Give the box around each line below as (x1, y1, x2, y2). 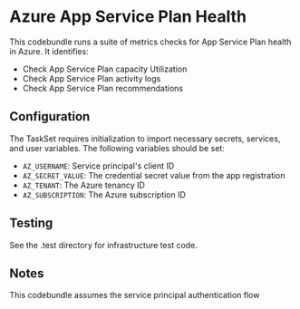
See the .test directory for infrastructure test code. (9, 239, 198, 250)
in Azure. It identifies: (9, 45, 89, 56)
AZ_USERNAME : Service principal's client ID (22, 160, 175, 171)
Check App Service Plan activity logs (22, 72, 161, 83)
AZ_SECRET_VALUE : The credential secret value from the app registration (22, 169, 285, 180)
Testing (9, 216, 53, 231)
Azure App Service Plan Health (9, 6, 247, 27)
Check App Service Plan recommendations (22, 82, 184, 93)
